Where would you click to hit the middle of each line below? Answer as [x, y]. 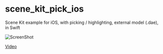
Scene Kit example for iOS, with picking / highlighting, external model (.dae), [82, 22]
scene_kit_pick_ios [44, 9]
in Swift [13, 27]
